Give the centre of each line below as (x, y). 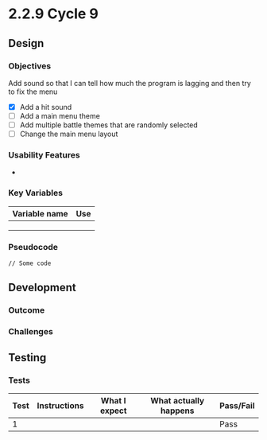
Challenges (31, 332)
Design (26, 43)
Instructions (60, 405)
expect (113, 411)
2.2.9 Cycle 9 (54, 14)
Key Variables (36, 193)
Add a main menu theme (60, 115)
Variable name (41, 213)
